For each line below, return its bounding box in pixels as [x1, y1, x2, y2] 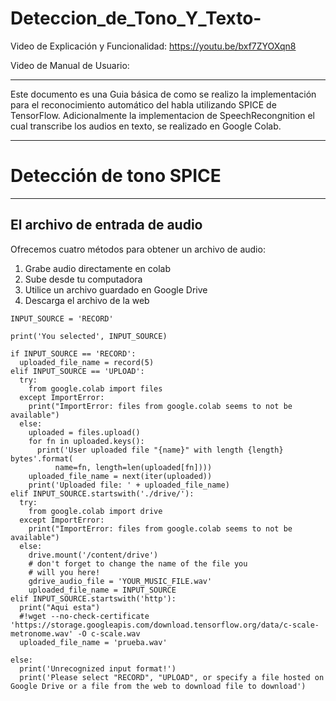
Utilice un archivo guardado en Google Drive [24, 283, 208, 296]
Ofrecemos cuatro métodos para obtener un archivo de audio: [10, 243, 266, 255]
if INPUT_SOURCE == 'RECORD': [10, 348, 137, 359]
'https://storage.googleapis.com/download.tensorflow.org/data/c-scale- [10, 620, 320, 630]
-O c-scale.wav [77, 628, 141, 639]
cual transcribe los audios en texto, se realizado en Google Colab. [10, 120, 282, 132]
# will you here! [28, 567, 101, 577]
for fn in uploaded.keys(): [28, 436, 145, 446]
